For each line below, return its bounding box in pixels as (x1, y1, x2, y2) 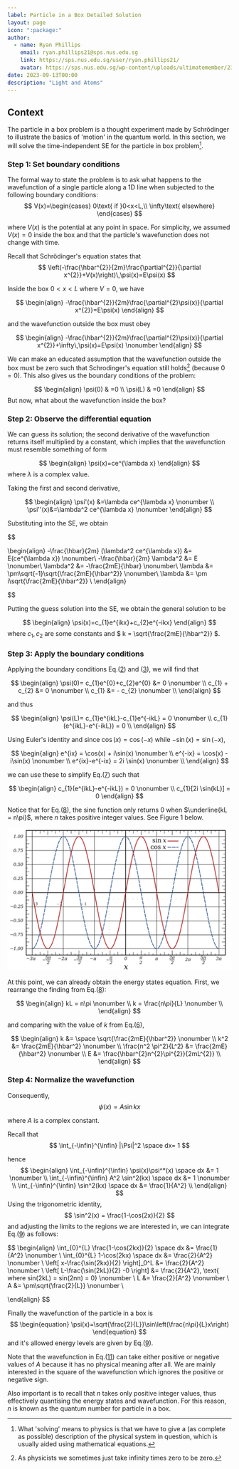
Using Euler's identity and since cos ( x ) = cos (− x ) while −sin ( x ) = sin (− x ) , (7, 736, 225, 744)
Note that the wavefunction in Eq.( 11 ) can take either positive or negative (7, 1352, 220, 1361)
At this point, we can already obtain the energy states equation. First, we (7, 978, 220, 986)
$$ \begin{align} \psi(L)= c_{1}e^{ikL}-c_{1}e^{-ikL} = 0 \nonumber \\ (11, 714, 212, 723)
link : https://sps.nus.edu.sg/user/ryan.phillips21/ (20, 57, 180, 64)
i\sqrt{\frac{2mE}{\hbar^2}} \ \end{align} (7, 577, 127, 585)
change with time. (7, 239, 60, 247)
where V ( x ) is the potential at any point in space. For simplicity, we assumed (7, 223, 230, 231)
